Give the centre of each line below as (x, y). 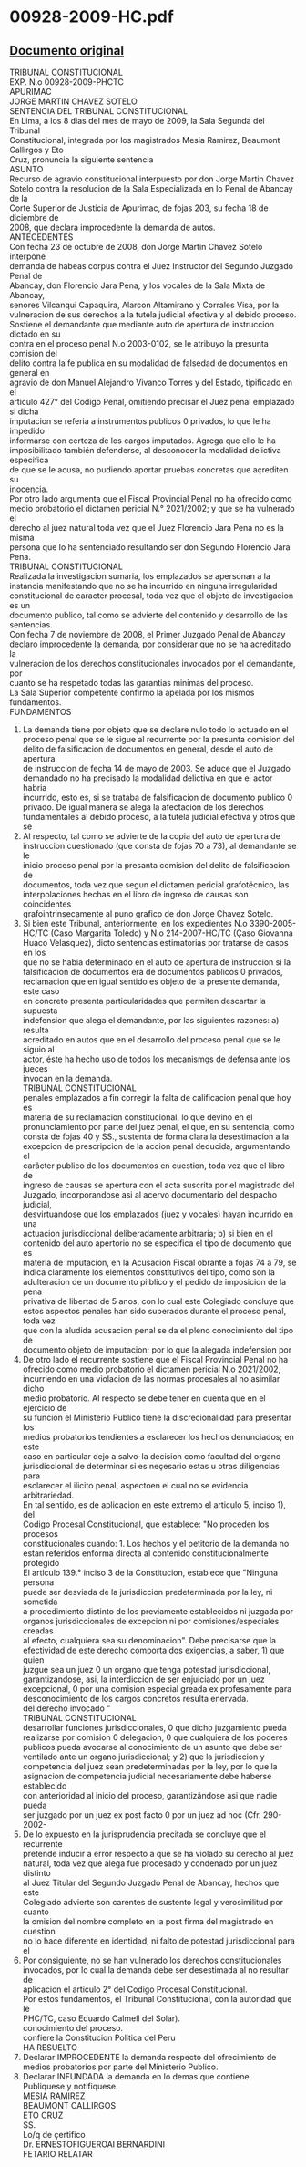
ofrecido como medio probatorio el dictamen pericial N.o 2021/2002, (152, 1369)
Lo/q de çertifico (54, 2135)
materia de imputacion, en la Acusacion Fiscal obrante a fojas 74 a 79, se (159, 1262)
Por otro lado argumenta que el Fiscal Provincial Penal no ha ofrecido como (151, 498)
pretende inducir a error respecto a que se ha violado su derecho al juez (158, 1854)
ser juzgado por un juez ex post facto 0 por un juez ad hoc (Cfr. (142, 1815)
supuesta (40, 1011)
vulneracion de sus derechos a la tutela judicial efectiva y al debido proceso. (153, 315)
